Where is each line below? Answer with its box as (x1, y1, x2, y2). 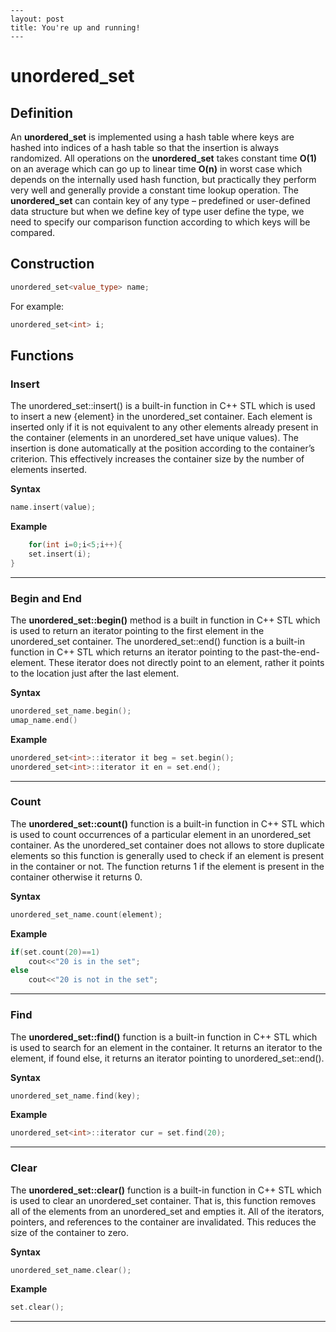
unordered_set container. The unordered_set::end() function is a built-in (10, 636, 306, 648)
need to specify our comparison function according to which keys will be (10, 216, 311, 228)
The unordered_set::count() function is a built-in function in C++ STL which (10, 817, 325, 830)
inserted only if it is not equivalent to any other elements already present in (10, 421, 319, 433)
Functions (10, 347, 75, 364)
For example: (10, 300, 65, 312)
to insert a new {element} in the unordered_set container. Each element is (10, 411, 313, 423)
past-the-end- (261, 646, 320, 658)
